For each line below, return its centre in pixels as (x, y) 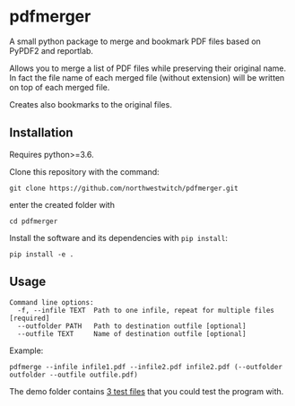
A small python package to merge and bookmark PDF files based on (135, 41)
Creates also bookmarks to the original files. (91, 104)
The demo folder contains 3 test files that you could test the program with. (147, 391)
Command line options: (52, 302)
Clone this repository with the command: (84, 171)
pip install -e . (42, 254)
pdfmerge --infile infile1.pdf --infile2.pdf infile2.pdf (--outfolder (146, 367)
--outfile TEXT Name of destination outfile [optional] (132, 333)
